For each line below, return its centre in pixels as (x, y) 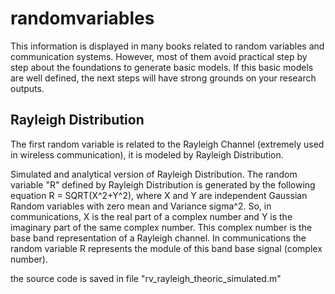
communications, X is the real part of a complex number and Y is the (151, 216)
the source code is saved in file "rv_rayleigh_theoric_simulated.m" (146, 278)
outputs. (27, 88)
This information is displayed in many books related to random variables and (167, 46)
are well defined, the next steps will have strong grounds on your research (163, 78)
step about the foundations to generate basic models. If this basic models (162, 67)
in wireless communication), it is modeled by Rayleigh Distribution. (147, 154)
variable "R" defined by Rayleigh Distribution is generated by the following (163, 184)
